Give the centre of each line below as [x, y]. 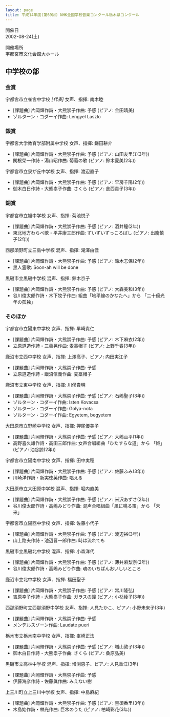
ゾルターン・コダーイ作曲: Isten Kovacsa [56, 402]
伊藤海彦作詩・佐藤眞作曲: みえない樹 [52, 681]
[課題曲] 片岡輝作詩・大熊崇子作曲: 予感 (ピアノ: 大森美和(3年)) [79, 289]
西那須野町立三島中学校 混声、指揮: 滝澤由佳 [52, 250]
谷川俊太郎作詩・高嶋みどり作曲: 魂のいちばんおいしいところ [77, 568]
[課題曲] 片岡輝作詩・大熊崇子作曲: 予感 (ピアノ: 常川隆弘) [73, 591]
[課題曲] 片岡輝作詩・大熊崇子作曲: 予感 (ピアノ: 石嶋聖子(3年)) [79, 396]
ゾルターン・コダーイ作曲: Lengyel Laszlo [57, 117]
